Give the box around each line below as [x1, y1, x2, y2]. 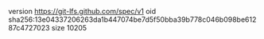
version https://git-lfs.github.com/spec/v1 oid [8, 7, 157, 16]
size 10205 [51, 23, 87, 32]
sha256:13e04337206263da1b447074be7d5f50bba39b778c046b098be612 [8, 15, 257, 24]
